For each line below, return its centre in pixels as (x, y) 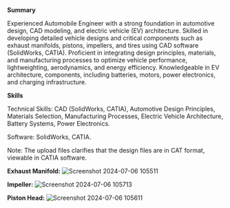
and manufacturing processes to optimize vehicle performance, (97, 60)
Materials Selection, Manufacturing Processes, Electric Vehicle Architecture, (115, 116)
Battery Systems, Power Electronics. (59, 123)
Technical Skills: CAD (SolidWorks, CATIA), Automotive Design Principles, (111, 109)
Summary (21, 10)
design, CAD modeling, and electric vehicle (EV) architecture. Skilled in (108, 31)
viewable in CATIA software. (47, 158)
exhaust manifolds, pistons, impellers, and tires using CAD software (103, 45)
